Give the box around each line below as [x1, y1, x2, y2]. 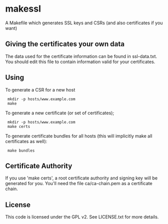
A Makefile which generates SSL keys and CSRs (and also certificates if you [5, 20, 163, 26]
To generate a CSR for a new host [5, 86, 76, 93]
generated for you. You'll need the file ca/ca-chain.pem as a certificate [5, 181, 153, 187]
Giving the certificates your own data [5, 40, 125, 49]
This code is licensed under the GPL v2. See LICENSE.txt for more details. [5, 214, 159, 220]
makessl [5, 3, 41, 15]
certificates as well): [5, 138, 47, 144]
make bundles [7, 148, 35, 153]
